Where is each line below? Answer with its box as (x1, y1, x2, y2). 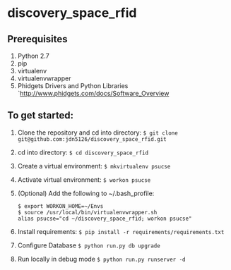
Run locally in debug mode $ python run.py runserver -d (17, 254, 186, 263)
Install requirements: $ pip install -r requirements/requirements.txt (17, 227, 225, 235)
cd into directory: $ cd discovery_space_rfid (17, 148, 149, 157)
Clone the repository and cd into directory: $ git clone (17, 128, 178, 137)
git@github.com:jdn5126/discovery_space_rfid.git (17, 135, 167, 142)
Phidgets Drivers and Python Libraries (17, 82, 129, 90)
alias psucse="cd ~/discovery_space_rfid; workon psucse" (17, 215, 192, 222)
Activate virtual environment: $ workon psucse (17, 175, 151, 184)
